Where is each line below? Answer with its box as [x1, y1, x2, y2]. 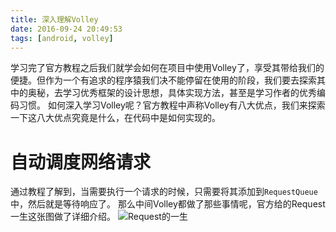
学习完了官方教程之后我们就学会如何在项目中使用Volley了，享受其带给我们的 [10, 62, 325, 74]
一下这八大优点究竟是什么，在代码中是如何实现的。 [10, 112, 221, 124]
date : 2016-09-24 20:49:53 [10, 24, 123, 34]
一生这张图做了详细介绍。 [10, 211, 116, 223]
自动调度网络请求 [10, 151, 152, 173]
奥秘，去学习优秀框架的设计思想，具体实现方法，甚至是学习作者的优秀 [27, 87, 317, 99]
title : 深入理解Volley [10, 14, 99, 25]
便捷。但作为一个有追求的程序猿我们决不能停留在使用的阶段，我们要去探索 [10, 74, 317, 86]
